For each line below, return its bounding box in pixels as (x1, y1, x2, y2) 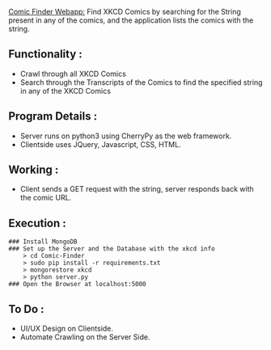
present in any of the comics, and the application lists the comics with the (8, 15, 254, 25)
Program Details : (8, 109, 98, 124)
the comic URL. (19, 193, 72, 203)
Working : (8, 163, 59, 177)
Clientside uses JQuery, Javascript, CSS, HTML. (19, 139, 181, 149)
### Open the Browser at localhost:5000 (8, 280, 147, 289)
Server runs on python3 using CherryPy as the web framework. (19, 131, 232, 141)
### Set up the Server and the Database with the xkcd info (8, 245, 216, 253)
